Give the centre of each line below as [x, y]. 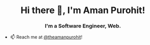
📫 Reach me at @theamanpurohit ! [46, 37]
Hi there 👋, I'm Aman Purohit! [83, 10]
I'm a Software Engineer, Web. [83, 26]
